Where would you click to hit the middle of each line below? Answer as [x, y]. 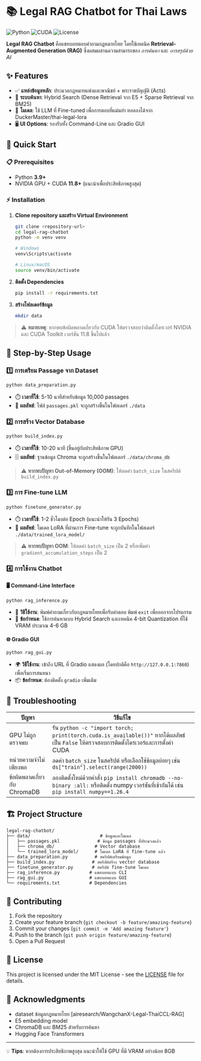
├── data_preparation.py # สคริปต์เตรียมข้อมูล [69, 857]
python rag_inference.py [37, 600]
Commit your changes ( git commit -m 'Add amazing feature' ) [92, 929]
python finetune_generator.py [44, 507]
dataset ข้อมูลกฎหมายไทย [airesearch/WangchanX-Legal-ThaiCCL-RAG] [99, 1014]
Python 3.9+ [31, 178]
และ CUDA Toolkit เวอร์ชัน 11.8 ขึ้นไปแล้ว [65, 334]
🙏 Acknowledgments [46, 1000]
